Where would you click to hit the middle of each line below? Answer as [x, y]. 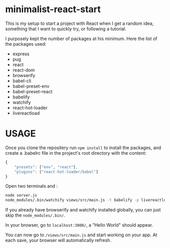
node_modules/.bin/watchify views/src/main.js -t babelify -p [72, 200]
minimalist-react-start [53, 9]
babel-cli [22, 81]
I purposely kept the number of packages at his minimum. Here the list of [81, 39]
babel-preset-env [31, 86]
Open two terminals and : [32, 186]
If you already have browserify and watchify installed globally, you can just [83, 210]
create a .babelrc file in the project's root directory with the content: [76, 153]
